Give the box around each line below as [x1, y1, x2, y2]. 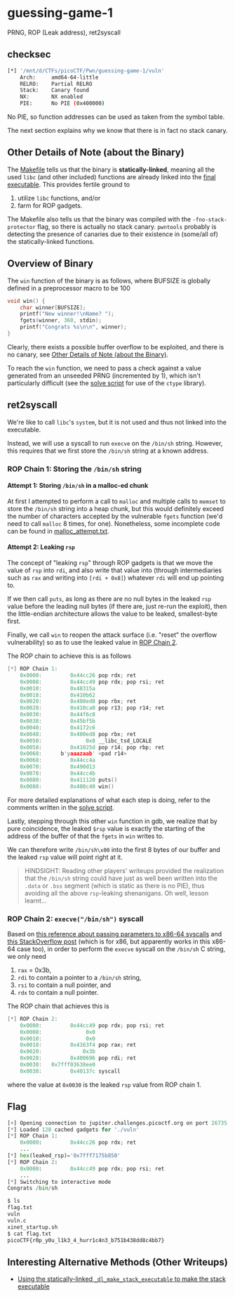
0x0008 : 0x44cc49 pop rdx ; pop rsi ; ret [20, 678, 165, 685]
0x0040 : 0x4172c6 [20, 724, 96, 731]
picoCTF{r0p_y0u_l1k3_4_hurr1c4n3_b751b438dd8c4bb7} [7, 1237, 165, 1244]
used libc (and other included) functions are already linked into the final [7, 172, 216, 181]
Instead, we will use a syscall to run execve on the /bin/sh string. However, [7, 439, 223, 447]
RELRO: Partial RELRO [20, 80, 93, 87]
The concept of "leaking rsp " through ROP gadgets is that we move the [7, 559, 213, 567]
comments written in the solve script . [7, 803, 114, 811]
